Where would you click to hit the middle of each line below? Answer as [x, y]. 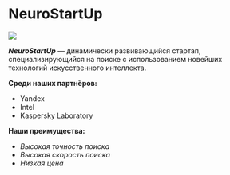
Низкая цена [42, 163]
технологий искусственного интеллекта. [77, 68]
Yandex [32, 98]
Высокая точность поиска [65, 146]
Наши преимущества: [47, 130]
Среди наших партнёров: [53, 83]
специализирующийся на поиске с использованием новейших [115, 59]
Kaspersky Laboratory [56, 115]
